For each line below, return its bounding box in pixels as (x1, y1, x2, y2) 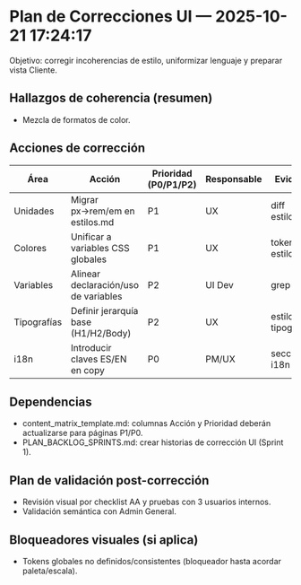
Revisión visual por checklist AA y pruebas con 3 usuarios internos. (21, 496, 271, 508)
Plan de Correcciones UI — (9, 6, 212, 27)
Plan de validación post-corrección (9, 473, 210, 488)
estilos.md (70, 215, 115, 228)
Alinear (70, 267, 101, 280)
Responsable (205, 172, 262, 185)
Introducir (70, 341, 112, 354)
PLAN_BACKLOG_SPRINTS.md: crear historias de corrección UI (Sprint (21, 437, 284, 448)
